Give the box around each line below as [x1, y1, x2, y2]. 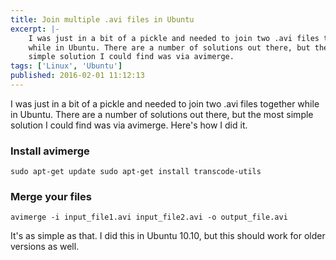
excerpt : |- [10, 24, 60, 34]
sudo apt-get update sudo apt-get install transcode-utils [10, 167, 262, 177]
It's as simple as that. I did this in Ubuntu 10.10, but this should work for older [10, 230, 326, 242]
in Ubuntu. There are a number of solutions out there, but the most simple [10, 108, 314, 120]
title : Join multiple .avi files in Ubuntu [10, 14, 195, 25]
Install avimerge [10, 144, 90, 158]
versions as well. [10, 241, 80, 253]
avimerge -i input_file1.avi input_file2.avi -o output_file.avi [10, 212, 288, 223]
